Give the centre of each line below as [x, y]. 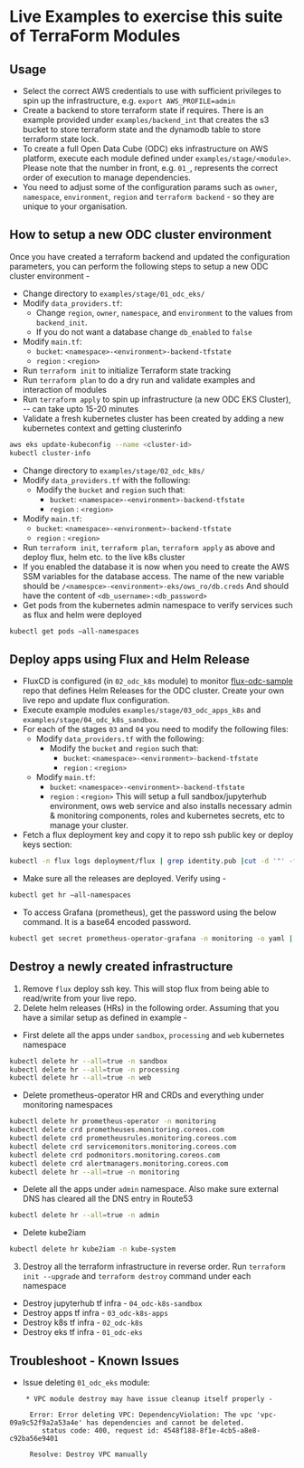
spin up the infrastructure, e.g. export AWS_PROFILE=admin [129, 100]
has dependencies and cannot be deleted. [166, 1423]
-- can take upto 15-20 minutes [80, 408]
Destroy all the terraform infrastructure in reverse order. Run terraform [154, 1267]
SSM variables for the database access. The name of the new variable [153, 576]
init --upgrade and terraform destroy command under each [137, 1276]
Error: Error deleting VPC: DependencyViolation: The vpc [141, 1415]
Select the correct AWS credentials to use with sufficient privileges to [152, 91]
